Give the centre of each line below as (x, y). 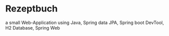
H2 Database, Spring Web (33, 27)
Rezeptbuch (31, 9)
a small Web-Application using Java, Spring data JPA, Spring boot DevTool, (85, 22)
